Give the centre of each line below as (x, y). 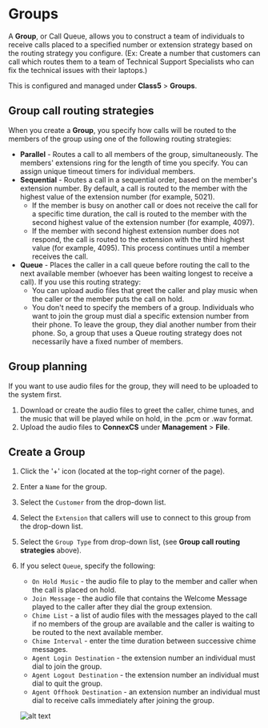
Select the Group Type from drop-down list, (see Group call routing (130, 542)
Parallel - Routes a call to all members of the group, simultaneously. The (139, 154)
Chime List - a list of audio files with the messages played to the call (144, 615)
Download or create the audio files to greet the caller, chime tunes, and (137, 410)
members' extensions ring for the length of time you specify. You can (134, 163)
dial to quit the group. (67, 684)
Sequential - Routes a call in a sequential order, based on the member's (138, 179)
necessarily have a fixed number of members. (108, 341)
